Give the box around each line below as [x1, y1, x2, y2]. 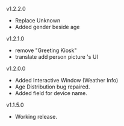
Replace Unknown [14, 17, 61, 24]
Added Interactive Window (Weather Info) [14, 77, 119, 84]
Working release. [14, 113, 57, 120]
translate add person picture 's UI [14, 53, 98, 60]
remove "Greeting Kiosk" [14, 47, 77, 54]
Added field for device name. [14, 90, 87, 96]
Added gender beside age [14, 24, 80, 30]
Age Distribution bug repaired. [14, 83, 90, 90]
